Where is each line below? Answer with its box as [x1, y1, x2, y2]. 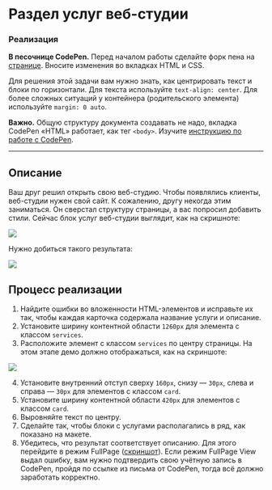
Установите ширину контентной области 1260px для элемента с [19, 321, 240, 332]
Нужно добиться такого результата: [8, 244, 134, 254]
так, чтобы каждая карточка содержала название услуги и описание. [19, 313, 261, 323]
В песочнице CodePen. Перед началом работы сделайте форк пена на [8, 52, 255, 61]
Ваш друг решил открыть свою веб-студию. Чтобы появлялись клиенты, [8, 188, 261, 197]
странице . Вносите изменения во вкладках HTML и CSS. [8, 61, 205, 70]
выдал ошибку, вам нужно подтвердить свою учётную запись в [19, 455, 243, 465]
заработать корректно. [19, 472, 100, 482]
